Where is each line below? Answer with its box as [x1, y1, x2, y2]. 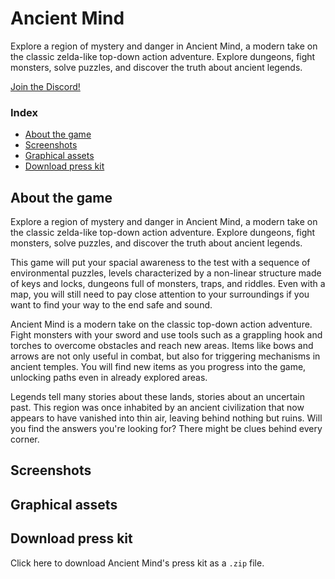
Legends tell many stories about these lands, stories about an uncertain [10, 391, 306, 403]
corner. [10, 433, 40, 446]
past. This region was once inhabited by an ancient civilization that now [10, 402, 305, 414]
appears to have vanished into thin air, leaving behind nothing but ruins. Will [10, 412, 323, 424]
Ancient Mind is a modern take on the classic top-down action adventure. [10, 318, 313, 331]
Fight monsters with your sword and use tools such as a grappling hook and [10, 329, 323, 341]
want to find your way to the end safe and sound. [10, 299, 213, 311]
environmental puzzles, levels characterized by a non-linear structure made [10, 267, 322, 279]
